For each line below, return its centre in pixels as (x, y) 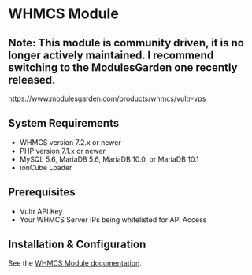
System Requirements (64, 123)
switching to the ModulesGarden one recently (123, 67)
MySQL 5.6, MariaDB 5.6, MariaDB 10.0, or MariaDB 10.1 (109, 159)
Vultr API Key (41, 211)
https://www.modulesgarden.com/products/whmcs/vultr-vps (107, 98)
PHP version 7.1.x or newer (63, 151)
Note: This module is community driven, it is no (126, 43)
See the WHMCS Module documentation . (75, 263)
